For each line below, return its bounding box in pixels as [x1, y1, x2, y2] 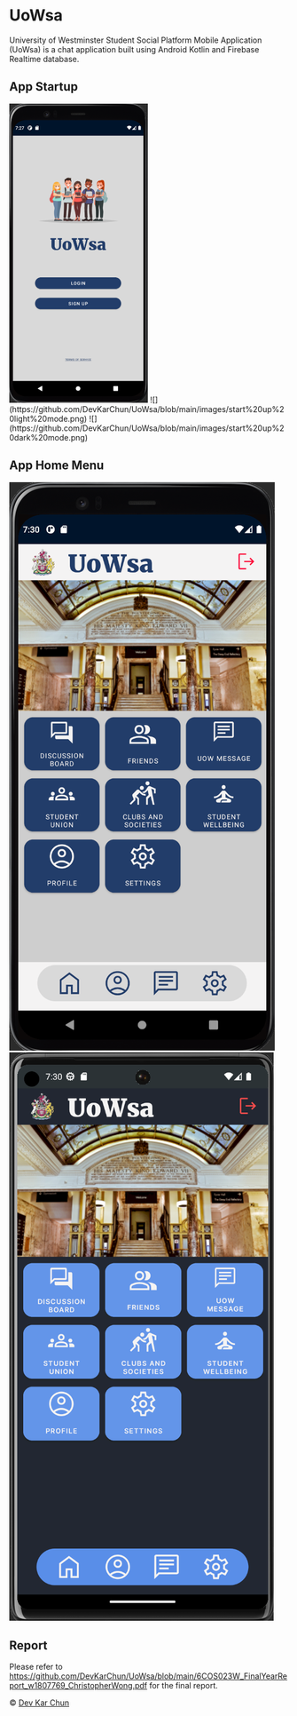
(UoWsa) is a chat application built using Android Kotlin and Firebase [9, 44, 260, 54]
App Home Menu [9, 458, 105, 473]
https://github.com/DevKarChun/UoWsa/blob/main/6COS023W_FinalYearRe [9, 1671, 288, 1681]
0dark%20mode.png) [9, 432, 89, 442]
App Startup [9, 79, 78, 94]
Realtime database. [9, 53, 80, 64]
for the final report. [149, 1680, 219, 1691]
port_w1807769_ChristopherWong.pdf [9, 1680, 148, 1691]
